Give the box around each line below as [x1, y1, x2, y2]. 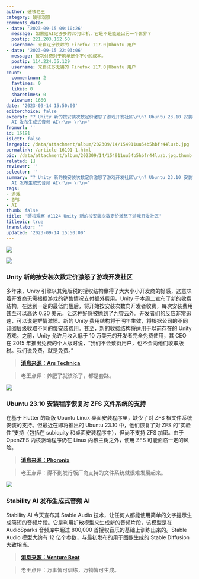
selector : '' [6, 169, 38, 175]
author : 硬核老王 [6, 8, 46, 15]
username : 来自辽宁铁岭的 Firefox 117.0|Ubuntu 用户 [11, 42, 136, 48]
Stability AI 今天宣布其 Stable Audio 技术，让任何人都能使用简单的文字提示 [6, 511, 187, 518]
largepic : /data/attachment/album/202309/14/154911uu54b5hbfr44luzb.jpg [6, 141, 190, 147]
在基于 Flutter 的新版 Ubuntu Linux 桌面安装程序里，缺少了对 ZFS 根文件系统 [6, 414, 192, 421]
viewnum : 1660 [11, 97, 46, 103]
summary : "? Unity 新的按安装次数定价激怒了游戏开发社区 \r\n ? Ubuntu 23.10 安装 [6, 175, 192, 181]
